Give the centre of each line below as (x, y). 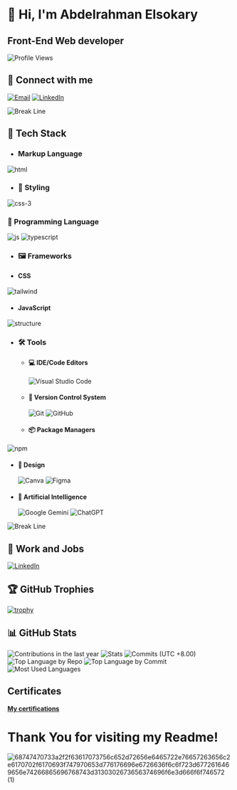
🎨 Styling (33, 188)
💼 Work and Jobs (46, 548)
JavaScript (34, 307)
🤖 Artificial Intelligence (52, 497)
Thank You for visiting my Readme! (113, 737)
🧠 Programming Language (53, 221)
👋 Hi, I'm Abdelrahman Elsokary (102, 15)
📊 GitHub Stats (42, 633)
